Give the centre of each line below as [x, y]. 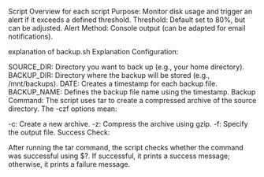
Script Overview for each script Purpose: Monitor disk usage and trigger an [130, 11]
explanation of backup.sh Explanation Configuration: [93, 52]
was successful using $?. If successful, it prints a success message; [119, 156]
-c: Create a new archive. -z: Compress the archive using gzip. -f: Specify [128, 124]
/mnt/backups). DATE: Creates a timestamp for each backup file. [113, 83]
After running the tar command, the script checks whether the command [126, 147]
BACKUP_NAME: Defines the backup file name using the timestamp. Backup [132, 92]
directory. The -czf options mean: [63, 109]
